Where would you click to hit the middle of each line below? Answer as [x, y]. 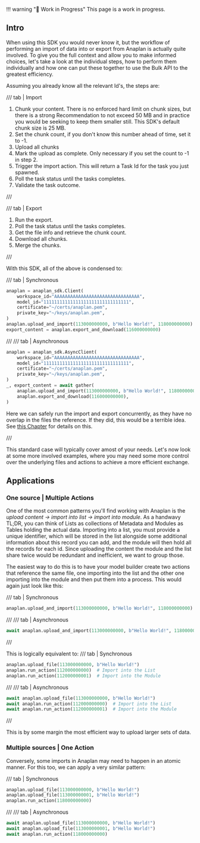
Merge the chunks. [38, 245]
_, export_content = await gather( [50, 385]
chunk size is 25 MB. [40, 128]
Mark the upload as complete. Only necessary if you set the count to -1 [102, 153]
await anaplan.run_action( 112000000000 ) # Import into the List [89, 704]
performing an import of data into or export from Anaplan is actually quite [96, 48]
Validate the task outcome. [47, 185]
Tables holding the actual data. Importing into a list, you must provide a [93, 530]
